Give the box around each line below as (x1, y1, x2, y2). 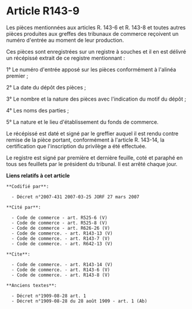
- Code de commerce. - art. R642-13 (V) (11, 241, 113, 246)
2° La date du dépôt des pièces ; (6, 83, 86, 90)
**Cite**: (6, 251, 31, 257)
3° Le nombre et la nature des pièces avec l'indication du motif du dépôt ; (6, 95, 186, 102)
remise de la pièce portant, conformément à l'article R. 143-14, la (6, 136, 165, 143)
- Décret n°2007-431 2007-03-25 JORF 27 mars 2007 (11, 193, 140, 200)
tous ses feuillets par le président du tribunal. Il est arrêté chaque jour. (6, 160, 178, 167)
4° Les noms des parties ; (6, 107, 70, 114)
